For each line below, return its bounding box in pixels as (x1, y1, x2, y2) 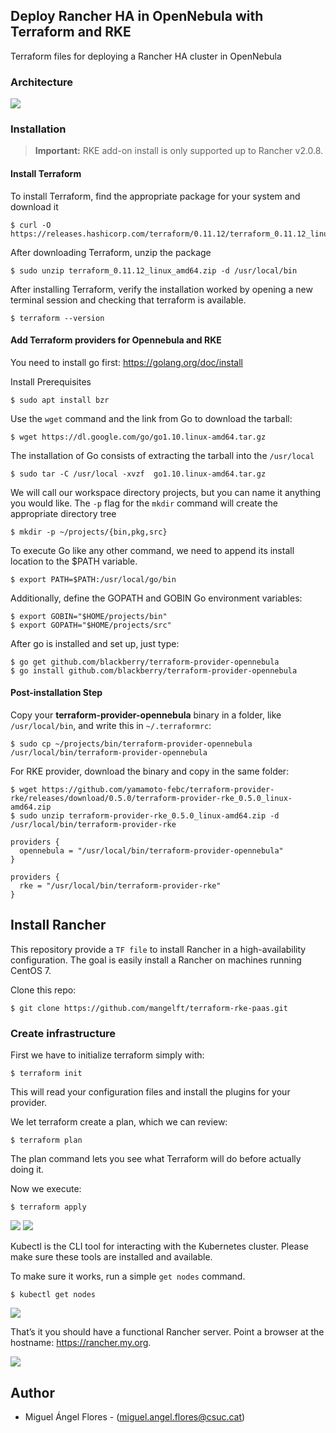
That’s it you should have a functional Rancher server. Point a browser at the (10, 1326, 325, 1338)
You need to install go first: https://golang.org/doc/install (10, 356, 243, 368)
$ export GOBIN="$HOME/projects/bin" (10, 611, 168, 621)
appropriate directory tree (10, 507, 117, 519)
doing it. (10, 1164, 45, 1176)
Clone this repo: (10, 984, 77, 996)
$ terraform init (10, 1069, 83, 1079)
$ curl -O (10, 220, 52, 230)
